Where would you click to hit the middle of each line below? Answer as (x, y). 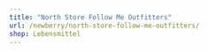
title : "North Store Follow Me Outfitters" (91, 17)
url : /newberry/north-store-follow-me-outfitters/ (104, 26)
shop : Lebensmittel (45, 33)
